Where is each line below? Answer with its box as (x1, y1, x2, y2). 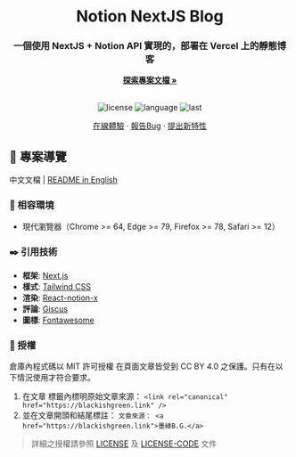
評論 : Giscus (21, 303, 69, 314)
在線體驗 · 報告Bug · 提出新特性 (93, 120, 207, 131)
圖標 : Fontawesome (21, 314, 95, 325)
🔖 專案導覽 (9, 149, 67, 164)
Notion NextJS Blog (75, 6, 225, 27)
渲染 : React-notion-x (21, 292, 98, 303)
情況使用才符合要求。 (16, 372, 95, 383)
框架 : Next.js (21, 270, 69, 281)
